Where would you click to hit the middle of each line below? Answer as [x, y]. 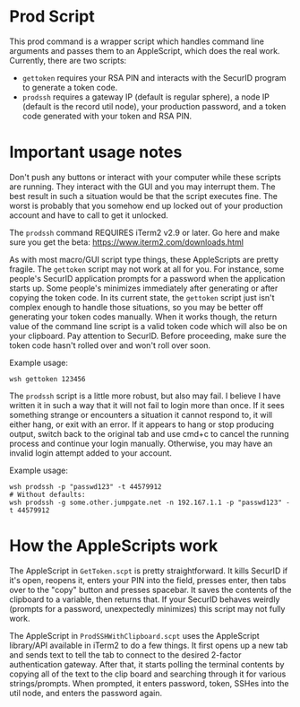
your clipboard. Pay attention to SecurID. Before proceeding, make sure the [148, 336]
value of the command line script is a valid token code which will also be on [149, 326]
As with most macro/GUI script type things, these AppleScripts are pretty [144, 259]
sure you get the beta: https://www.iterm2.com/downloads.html [127, 242]
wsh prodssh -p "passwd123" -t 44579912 [86, 486]
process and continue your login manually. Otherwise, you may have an [141, 443]
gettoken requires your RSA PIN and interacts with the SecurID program [154, 77]
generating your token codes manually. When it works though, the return [143, 317]
